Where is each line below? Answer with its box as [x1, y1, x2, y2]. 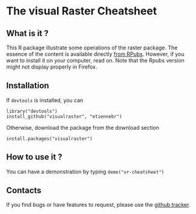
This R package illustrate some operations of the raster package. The [6, 44, 178, 51]
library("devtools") [6, 108, 58, 114]
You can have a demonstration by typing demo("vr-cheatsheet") [6, 168, 164, 175]
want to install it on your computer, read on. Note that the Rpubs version [6, 57, 185, 64]
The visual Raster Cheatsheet [6, 4, 158, 18]
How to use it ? [6, 152, 63, 162]
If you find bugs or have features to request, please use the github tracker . [6, 201, 191, 209]
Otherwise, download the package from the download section [6, 124, 159, 131]
